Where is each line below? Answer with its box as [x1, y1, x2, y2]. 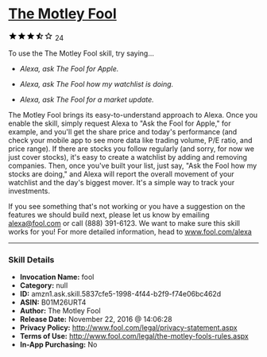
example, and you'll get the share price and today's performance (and [8, 126, 238, 136]
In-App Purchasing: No [19, 340, 98, 350]
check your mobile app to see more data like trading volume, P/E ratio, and [8, 135, 253, 145]
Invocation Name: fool [19, 272, 95, 282]
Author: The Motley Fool [19, 306, 101, 316]
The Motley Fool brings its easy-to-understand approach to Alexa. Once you [8, 110, 258, 119]
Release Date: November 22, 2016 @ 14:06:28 [19, 315, 172, 324]
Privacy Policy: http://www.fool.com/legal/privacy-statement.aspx [19, 323, 238, 332]
